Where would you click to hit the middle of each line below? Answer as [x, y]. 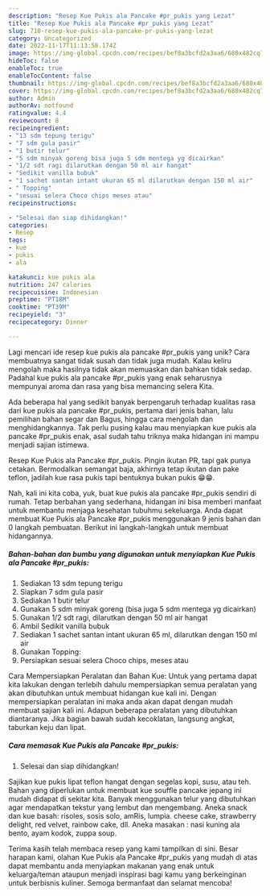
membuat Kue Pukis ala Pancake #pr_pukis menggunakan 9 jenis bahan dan [135, 519]
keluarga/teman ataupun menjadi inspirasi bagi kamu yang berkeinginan [127, 874]
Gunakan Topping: [51, 651]
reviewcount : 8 [34, 121]
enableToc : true [35, 68]
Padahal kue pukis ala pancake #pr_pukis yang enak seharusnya [115, 377]
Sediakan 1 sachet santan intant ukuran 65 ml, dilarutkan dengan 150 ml [138, 634]
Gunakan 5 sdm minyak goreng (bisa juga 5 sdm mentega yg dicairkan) [138, 608]
